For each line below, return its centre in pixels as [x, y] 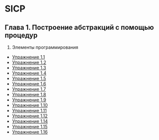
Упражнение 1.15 [30, 127]
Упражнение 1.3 [29, 68]
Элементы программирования [45, 47]
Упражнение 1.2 [29, 62]
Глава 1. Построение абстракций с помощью [79, 27]
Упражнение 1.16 [30, 132]
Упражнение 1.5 [29, 78]
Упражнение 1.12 [30, 116]
